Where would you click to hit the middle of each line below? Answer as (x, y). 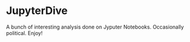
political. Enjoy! (24, 33)
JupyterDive (37, 11)
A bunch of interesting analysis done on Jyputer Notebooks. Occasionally (95, 27)
